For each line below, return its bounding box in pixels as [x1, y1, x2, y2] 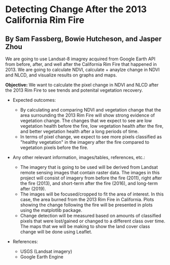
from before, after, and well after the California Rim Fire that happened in [5, 61, 157, 67]
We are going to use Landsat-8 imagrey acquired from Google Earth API [5, 56, 156, 62]
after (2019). [20, 186, 46, 192]
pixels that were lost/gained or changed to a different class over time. [20, 218, 165, 224]
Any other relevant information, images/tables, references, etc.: [12, 155, 146, 160]
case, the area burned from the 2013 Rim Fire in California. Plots [20, 197, 154, 202]
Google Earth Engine [20, 254, 63, 259]
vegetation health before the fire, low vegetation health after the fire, [20, 123, 164, 129]
